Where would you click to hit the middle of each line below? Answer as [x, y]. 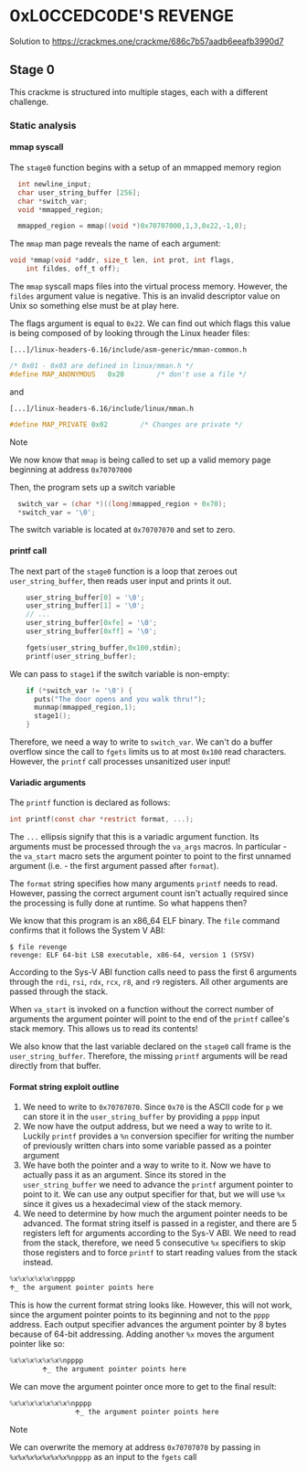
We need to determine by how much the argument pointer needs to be [155, 1214]
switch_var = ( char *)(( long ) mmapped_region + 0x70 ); [122, 503]
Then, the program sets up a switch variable [92, 487]
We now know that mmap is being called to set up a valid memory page [140, 460]
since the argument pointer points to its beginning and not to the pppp [140, 1315]
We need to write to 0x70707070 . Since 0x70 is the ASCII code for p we [153, 1107]
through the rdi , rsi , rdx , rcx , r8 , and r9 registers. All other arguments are [149, 982]
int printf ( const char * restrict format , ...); [102, 820]
